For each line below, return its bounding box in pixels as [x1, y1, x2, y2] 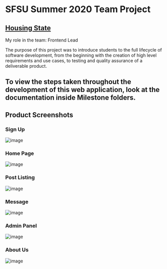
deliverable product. [5, 63, 47, 69]
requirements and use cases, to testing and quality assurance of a [5, 58, 143, 64]
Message [5, 198, 29, 205]
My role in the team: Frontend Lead [5, 37, 78, 43]
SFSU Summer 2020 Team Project [5, 4, 151, 15]
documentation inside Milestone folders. [5, 94, 136, 102]
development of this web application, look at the [5, 85, 160, 94]
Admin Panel [5, 222, 37, 229]
